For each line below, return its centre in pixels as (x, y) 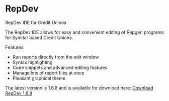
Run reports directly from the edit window (56, 57)
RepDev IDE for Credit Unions (36, 22)
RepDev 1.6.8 (19, 93)
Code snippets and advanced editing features (60, 67)
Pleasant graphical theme (39, 78)
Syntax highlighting (32, 62)
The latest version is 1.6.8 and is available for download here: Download (79, 87)
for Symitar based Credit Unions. (39, 37)
